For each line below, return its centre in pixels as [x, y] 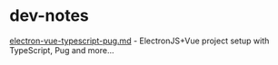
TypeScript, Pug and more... [62, 50]
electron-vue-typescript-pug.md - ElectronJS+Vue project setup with [139, 41]
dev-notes [49, 16]
